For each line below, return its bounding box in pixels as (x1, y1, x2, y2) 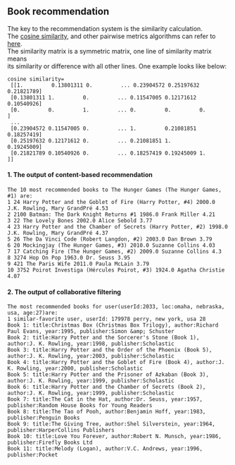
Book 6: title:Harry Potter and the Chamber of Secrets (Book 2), (7, 384, 206, 391)
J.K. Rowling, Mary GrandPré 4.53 (7, 205, 109, 212)
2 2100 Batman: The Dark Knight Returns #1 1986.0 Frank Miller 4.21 (7, 211, 216, 218)
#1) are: (7, 193, 33, 200)
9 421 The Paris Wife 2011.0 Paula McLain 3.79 (7, 260, 150, 267)
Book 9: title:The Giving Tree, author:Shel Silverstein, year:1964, (7, 421, 216, 428)
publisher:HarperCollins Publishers (7, 427, 115, 434)
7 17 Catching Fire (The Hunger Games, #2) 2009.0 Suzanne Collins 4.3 (7, 248, 222, 255)
